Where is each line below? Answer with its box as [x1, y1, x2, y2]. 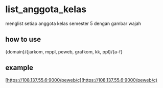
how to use [5, 35, 41, 44]
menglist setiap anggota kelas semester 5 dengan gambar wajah [5, 20, 142, 26]
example [5, 64, 34, 72]
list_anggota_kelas [5, 4, 87, 15]
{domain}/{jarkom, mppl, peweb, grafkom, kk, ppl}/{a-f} [5, 48, 123, 54]
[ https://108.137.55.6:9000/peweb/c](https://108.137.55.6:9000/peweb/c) [5, 77, 157, 83]
